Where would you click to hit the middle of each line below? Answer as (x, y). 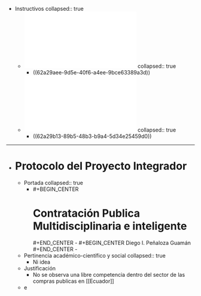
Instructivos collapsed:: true (49, 9)
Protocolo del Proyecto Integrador (101, 166)
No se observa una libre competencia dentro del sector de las (109, 274)
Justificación (39, 268)
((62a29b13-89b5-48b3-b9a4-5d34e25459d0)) (92, 136)
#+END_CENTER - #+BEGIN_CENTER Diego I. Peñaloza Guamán (112, 243)
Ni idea (42, 262)
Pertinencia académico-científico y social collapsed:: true (95, 255)
